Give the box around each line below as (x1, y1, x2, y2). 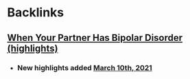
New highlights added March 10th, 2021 (16, 63, 152, 72)
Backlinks (7, 5, 64, 20)
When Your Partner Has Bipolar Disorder (7, 32, 183, 44)
